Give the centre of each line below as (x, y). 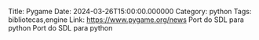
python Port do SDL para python (60, 28)
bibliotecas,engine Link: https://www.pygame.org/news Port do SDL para (126, 20)
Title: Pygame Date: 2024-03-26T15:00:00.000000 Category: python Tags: (130, 11)
